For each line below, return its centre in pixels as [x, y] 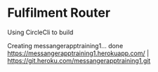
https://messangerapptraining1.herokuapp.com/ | [78, 53]
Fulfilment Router [59, 13]
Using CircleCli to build [40, 32]
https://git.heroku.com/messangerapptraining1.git [79, 60]
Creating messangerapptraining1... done [65, 45]
